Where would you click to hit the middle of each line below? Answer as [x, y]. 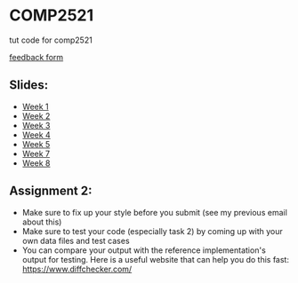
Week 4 [36, 135]
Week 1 [35, 106]
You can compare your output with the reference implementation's [144, 250]
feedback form [36, 57]
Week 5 [36, 144]
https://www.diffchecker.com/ [77, 269]
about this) [42, 222]
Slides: [29, 85]
